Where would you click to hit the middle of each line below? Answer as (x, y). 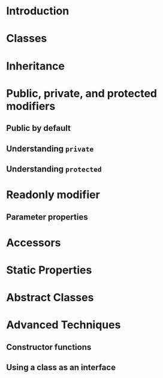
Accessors (34, 243)
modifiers (31, 106)
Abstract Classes (50, 298)
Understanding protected (54, 169)
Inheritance (35, 66)
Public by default (38, 128)
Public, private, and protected (82, 93)
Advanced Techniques (64, 325)
